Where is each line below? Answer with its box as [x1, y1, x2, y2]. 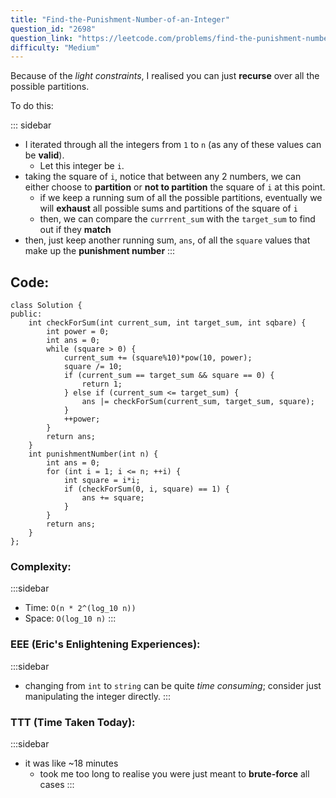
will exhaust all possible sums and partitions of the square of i [39, 202, 298, 215]
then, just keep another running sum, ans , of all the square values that [24, 234, 311, 246]
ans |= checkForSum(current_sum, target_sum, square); [81, 397, 315, 407]
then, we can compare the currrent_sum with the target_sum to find [39, 213, 316, 225]
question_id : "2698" [10, 24, 97, 34]
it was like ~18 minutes [24, 757, 119, 769]
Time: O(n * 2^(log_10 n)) [24, 602, 137, 614]
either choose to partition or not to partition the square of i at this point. [24, 181, 326, 193]
